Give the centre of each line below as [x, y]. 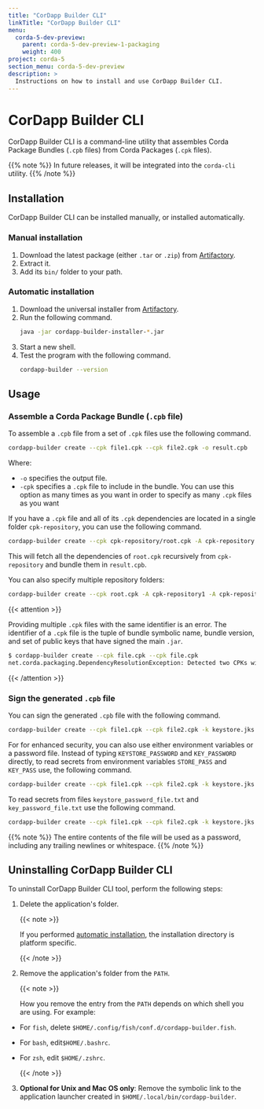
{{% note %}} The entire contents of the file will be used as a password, [125, 837]
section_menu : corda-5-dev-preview [66, 67]
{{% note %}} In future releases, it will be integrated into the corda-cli [122, 165]
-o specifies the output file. [63, 478]
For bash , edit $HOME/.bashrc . [65, 1043]
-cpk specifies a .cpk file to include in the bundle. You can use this [126, 487]
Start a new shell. [48, 347]
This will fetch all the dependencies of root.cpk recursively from [112, 556]
